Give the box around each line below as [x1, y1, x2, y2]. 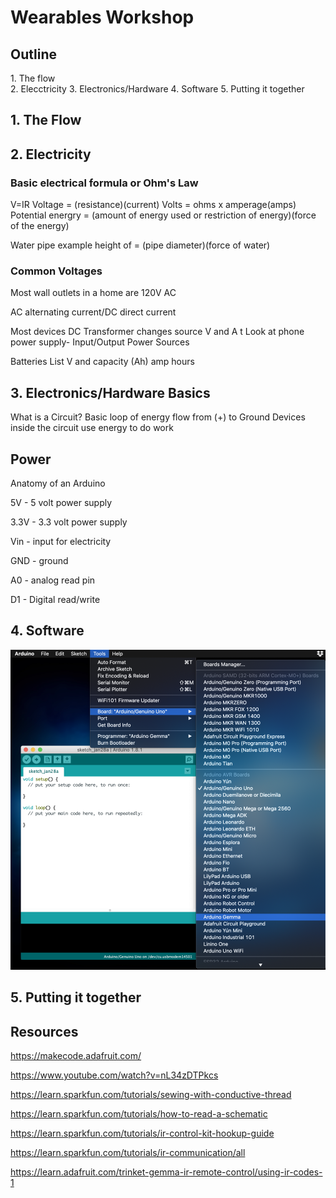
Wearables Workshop [10, 6, 195, 29]
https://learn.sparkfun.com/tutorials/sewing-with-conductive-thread [10, 1089, 292, 1101]
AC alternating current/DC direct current [10, 306, 177, 318]
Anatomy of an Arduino [10, 477, 106, 489]
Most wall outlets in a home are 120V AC [10, 287, 177, 299]
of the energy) [10, 220, 70, 232]
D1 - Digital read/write [10, 594, 101, 605]
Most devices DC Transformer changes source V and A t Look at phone [10, 326, 305, 338]
